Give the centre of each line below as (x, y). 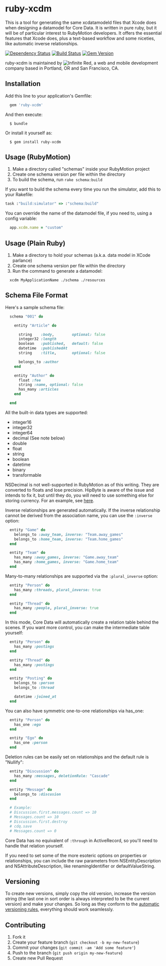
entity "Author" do (34, 376)
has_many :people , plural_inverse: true (56, 608)
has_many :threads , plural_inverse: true (57, 590)
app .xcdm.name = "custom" (37, 228)
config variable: (21, 218)
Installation (23, 84)
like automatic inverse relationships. (42, 43)
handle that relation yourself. (34, 846)
